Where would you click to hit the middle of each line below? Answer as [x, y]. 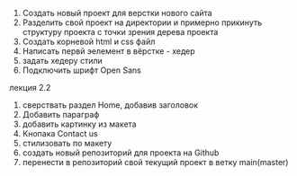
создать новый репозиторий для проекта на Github [121, 153]
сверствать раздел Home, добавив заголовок [110, 105]
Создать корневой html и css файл [89, 41]
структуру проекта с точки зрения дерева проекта [120, 32]
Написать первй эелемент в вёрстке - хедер [108, 51]
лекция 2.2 [30, 88]
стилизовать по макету [67, 143]
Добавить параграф [61, 114]
